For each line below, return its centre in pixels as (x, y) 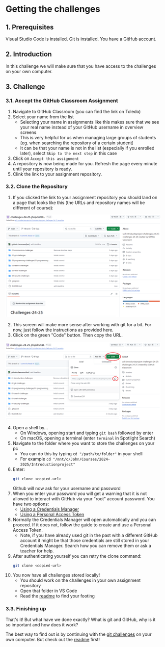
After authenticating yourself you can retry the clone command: (77, 556)
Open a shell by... (30, 428)
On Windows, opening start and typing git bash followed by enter (87, 433)
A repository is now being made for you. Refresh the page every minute (85, 163)
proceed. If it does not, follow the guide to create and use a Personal (82, 525)
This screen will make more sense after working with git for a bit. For (82, 324)
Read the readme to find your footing (57, 596)
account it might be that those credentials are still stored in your (84, 541)
